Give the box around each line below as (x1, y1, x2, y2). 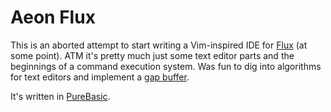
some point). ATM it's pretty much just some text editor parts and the (10, 49, 295, 61)
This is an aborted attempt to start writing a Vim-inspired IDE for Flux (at (10, 39, 308, 51)
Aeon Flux (10, 6, 96, 29)
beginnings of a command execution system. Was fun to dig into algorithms (10, 60, 322, 72)
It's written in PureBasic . (10, 90, 111, 102)
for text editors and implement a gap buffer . (10, 71, 190, 83)
